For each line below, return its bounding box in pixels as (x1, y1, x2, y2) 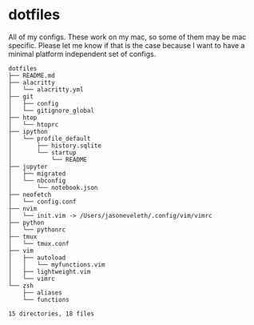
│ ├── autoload (8, 254, 66, 262)
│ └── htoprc (8, 120, 59, 129)
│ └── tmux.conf (8, 239, 69, 247)
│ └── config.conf (8, 198, 77, 206)
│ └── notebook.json (8, 183, 98, 191)
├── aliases (22, 288, 62, 297)
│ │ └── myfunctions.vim (8, 260, 105, 269)
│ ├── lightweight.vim (8, 267, 91, 275)
